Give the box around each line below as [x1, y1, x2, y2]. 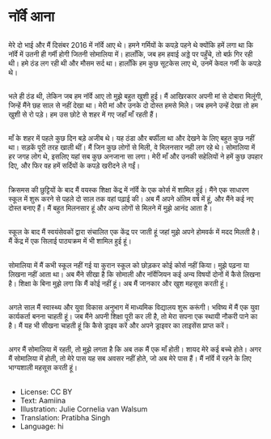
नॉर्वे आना [8, 7, 55, 26]
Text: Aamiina [19, 395, 66, 405]
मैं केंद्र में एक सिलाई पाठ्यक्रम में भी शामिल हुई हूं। [8, 237, 132, 246]
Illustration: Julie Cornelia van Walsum [19, 404, 148, 414]
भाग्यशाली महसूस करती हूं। [8, 363, 78, 373]
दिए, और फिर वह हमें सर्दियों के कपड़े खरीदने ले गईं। [8, 161, 141, 171]
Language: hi [19, 421, 64, 431]
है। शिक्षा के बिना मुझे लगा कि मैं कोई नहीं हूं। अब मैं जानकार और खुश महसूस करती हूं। [8, 279, 229, 288]
